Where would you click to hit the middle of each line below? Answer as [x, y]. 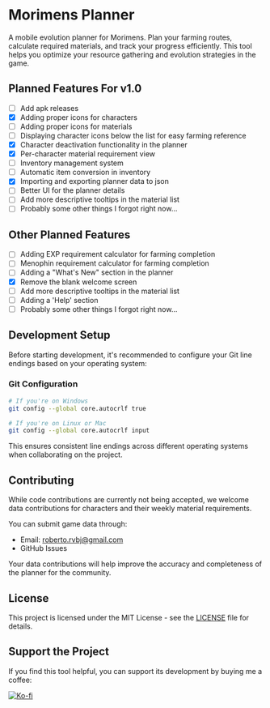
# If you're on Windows [49, 401]
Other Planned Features [70, 235]
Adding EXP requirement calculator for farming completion [118, 254]
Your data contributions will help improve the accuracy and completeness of [135, 564]
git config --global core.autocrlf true [78, 408]
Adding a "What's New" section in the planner [97, 272]
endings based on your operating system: [78, 363]
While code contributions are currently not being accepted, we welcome [129, 500]
